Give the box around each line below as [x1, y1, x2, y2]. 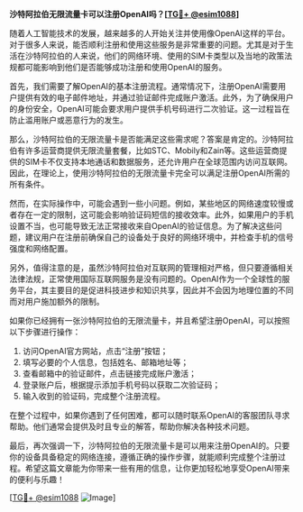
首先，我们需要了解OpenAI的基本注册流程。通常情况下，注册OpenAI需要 [9, 81, 279, 91]
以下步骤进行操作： [9, 326, 81, 337]
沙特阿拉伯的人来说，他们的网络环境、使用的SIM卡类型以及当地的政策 [24, 50, 285, 61]
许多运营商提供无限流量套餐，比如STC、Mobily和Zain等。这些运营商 [24, 145, 280, 156]
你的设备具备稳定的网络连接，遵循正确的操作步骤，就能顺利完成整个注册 [9, 452, 278, 462]
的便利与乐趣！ [9, 474, 65, 485]
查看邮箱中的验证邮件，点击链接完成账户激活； [22, 369, 197, 379]
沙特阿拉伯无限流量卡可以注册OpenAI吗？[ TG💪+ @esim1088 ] [9, 9, 240, 19]
